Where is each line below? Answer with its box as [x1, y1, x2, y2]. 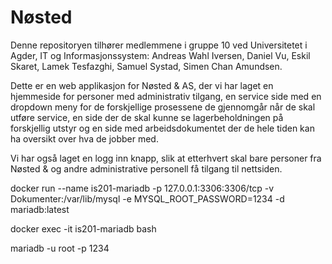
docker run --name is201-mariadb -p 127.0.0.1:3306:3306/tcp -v [10, 182, 275, 194]
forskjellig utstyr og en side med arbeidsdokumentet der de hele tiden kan [10, 122, 315, 134]
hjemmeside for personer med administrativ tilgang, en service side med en [10, 90, 322, 102]
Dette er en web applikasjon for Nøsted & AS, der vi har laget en [10, 79, 274, 91]
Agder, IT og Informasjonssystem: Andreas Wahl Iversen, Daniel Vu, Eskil [10, 49, 311, 61]
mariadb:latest [10, 203, 70, 215]
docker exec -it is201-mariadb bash [10, 222, 157, 235]
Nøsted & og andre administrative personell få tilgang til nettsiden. [10, 162, 283, 175]
